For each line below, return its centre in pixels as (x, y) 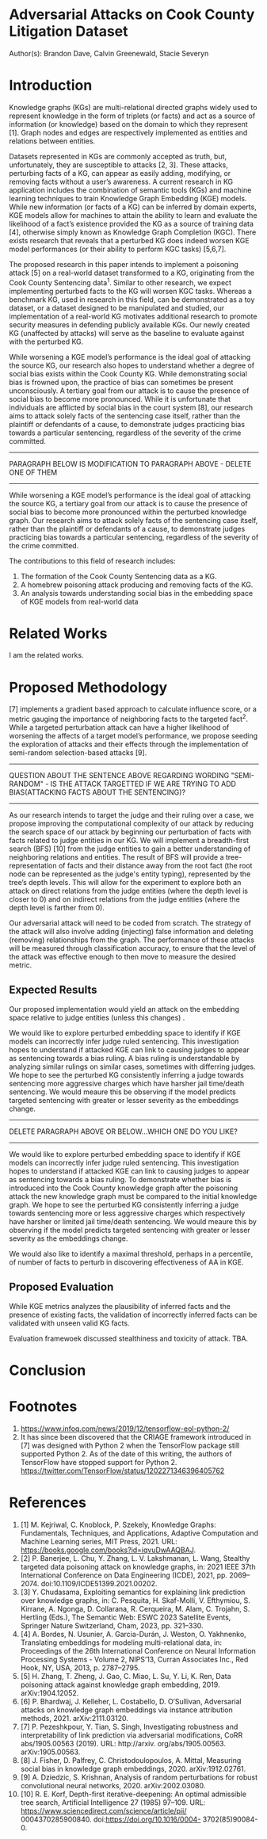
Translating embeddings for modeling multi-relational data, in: (121, 1643)
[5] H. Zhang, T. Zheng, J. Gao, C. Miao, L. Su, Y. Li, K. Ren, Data (126, 1676)
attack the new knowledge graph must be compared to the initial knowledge (133, 1196)
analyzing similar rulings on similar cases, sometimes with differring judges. (132, 1066)
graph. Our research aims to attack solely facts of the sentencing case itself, (133, 520)
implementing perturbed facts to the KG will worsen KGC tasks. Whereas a (131, 291)
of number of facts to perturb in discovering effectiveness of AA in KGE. (126, 1262)
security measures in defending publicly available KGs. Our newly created (130, 324)
